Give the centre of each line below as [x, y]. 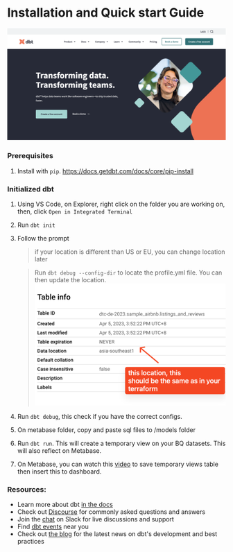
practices [31, 542]
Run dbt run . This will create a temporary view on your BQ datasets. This [121, 443]
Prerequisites [30, 156]
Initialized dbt [31, 189]
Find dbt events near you [53, 527]
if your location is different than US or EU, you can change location [130, 252]
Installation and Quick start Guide [106, 13]
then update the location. [70, 279]
